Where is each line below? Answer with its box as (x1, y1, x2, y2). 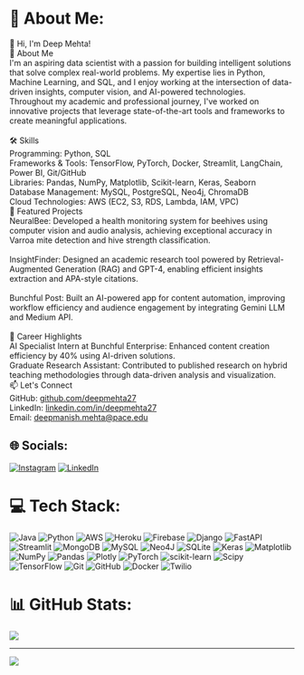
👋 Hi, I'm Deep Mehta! (9, 38, 91, 49)
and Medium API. (9, 312, 74, 323)
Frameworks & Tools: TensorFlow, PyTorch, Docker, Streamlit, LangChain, (9, 158, 283, 169)
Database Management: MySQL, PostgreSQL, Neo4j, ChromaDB (9, 186, 249, 198)
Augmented (9, 263, 53, 275)
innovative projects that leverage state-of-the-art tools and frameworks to (9, 105, 285, 116)
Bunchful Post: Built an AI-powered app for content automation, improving (9, 292, 286, 303)
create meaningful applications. (9, 115, 128, 126)
